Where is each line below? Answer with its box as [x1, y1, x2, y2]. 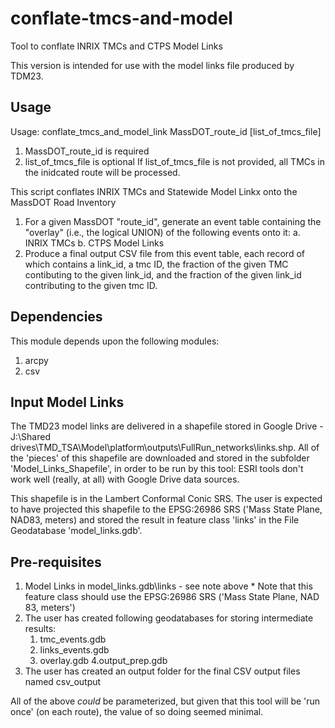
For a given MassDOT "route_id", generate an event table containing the [24, 215, 322, 227]
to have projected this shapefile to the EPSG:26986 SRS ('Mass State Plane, [10, 503, 323, 516]
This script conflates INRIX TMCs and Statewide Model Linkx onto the [10, 185, 298, 197]
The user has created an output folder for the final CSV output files [24, 665, 301, 677]
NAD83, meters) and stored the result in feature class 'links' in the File [10, 514, 300, 526]
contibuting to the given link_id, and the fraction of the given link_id [24, 268, 302, 281]
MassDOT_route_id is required [24, 145, 150, 157]
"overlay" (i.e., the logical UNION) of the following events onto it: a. [24, 226, 301, 238]
